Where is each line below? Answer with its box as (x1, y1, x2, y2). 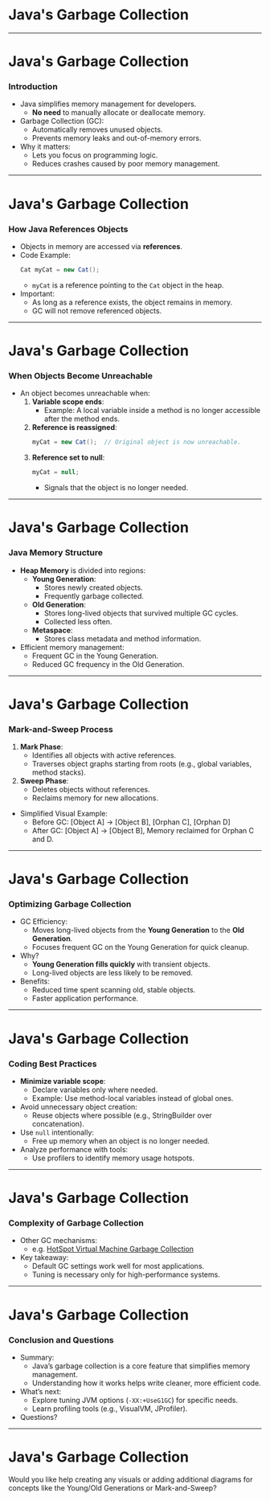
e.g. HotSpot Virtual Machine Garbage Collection (31, 1244, 194, 1254)
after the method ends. (43, 414, 121, 423)
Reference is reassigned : (31, 423, 118, 432)
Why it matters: (19, 142, 71, 152)
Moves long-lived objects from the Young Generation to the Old (31, 926, 245, 935)
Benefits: (19, 976, 50, 986)
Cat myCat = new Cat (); (19, 265, 100, 274)
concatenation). (31, 1119, 84, 1128)
